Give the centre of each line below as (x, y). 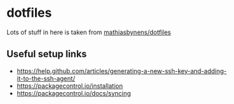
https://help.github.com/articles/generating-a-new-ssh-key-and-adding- (122, 70)
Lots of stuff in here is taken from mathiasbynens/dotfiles (89, 32)
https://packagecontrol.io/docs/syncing (74, 93)
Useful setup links (47, 54)
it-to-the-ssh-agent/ (46, 78)
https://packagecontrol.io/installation (70, 86)
